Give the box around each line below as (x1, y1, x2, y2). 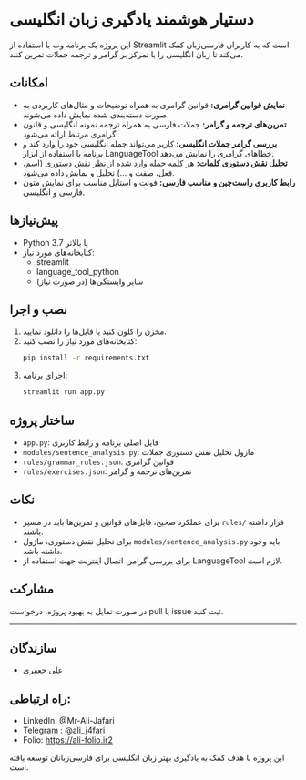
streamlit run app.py (22, 388, 105, 397)
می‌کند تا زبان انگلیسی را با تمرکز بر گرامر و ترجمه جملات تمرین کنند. (9, 48, 244, 59)
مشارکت (9, 582, 55, 597)
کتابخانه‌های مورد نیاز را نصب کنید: (22, 336, 138, 347)
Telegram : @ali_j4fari (22, 724, 106, 736)
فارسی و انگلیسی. (22, 187, 86, 198)
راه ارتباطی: (9, 691, 71, 706)
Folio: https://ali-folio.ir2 (22, 734, 114, 745)
